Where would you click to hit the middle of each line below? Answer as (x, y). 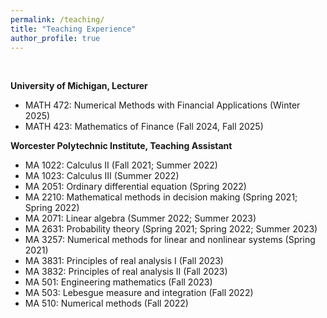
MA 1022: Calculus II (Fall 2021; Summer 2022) (121, 165)
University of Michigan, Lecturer (79, 86)
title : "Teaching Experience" (73, 29)
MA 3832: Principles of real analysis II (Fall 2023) (126, 272)
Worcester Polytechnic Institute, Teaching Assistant (121, 146)
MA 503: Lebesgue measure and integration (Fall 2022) (139, 293)
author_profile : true (55, 38)
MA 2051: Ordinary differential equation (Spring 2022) (135, 187)
